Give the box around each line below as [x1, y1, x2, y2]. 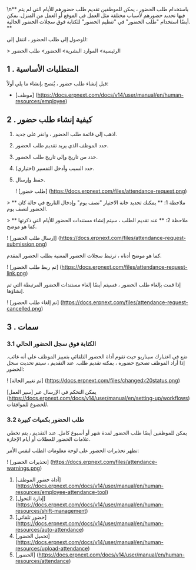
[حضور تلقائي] [15, 513, 47, 520]
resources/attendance [15, 557, 69, 564]
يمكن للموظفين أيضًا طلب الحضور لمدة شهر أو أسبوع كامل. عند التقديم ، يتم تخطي [6, 429, 187, 436]
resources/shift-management [15, 507, 87, 514]
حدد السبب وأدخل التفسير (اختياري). [15, 164, 95, 172]
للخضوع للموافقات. [6, 401, 49, 408]
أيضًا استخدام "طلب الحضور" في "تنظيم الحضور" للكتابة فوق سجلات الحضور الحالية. [6, 18, 191, 25]
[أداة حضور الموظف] [15, 476, 61, 483]
